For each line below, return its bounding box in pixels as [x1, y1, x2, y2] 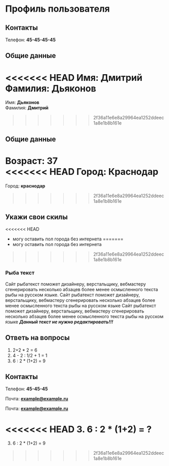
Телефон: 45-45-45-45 [5, 37, 56, 43]
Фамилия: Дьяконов [5, 82, 96, 94]
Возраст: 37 [5, 155, 58, 167]
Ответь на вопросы [5, 333, 70, 342]
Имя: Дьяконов [5, 100, 39, 106]
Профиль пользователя [5, 3, 110, 15]
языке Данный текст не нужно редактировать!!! [5, 319, 113, 325]
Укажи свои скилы [5, 213, 68, 222]
